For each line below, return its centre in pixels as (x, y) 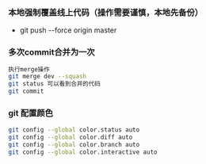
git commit (26, 92)
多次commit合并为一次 (51, 52)
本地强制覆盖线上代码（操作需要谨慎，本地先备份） (106, 12)
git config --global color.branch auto (74, 145)
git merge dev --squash (48, 77)
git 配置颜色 (31, 113)
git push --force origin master (68, 30)
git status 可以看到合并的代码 (54, 84)
